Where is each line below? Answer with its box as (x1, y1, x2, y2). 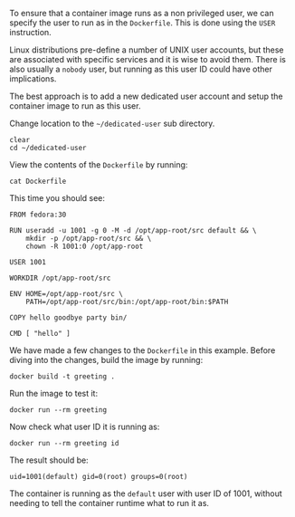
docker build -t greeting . (9, 372, 116, 381)
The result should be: (9, 455, 89, 465)
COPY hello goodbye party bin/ (9, 313, 128, 322)
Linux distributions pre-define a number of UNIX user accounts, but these (9, 44, 284, 55)
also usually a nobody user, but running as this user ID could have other (9, 63, 273, 74)
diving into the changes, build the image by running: (9, 355, 204, 365)
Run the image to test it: (9, 388, 98, 398)
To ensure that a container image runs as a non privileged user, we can (9, 8, 274, 18)
